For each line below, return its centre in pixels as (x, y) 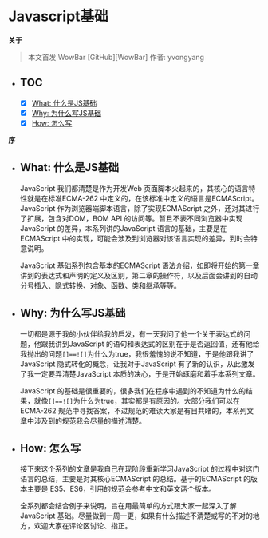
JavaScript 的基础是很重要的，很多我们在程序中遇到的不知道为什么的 (132, 391)
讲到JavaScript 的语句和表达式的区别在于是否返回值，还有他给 (157, 344)
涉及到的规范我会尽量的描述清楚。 (90, 420)
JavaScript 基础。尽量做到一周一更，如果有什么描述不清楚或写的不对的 (136, 516)
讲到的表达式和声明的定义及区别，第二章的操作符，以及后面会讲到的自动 (138, 275)
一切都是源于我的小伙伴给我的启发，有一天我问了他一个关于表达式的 (132, 333)
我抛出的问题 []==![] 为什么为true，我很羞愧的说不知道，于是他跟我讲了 (137, 353)
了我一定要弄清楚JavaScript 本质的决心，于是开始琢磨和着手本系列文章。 (140, 373)
